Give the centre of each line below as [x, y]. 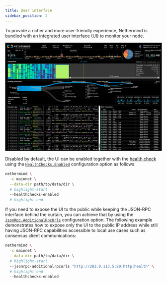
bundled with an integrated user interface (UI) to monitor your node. [75, 36]
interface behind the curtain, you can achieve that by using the [69, 215]
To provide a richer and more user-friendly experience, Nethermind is [76, 30]
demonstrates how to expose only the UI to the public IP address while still [82, 225]
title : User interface [29, 10]
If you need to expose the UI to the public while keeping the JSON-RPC [78, 209]
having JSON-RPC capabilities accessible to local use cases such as [75, 230]
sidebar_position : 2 [27, 16]
